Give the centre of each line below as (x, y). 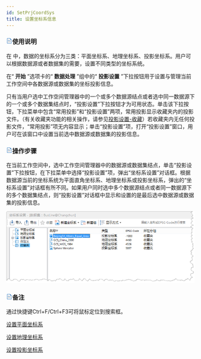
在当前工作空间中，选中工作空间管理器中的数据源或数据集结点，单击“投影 (97, 165)
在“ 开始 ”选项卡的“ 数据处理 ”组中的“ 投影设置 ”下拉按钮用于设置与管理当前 (99, 76)
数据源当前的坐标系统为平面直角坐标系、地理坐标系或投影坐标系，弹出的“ (97, 180)
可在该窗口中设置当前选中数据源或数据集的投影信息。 (77, 134)
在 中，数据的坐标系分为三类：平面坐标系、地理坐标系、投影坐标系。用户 (96, 56)
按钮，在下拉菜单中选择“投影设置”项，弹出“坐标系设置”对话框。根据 (107, 173)
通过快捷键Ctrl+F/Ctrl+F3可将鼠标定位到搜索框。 (66, 311)
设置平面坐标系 (25, 324)
